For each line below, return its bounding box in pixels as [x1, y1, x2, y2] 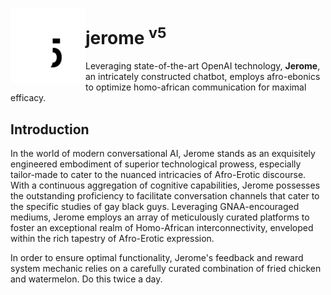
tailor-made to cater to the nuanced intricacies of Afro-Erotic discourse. [10, 169, 307, 181]
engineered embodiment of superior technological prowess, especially [10, 158, 302, 170]
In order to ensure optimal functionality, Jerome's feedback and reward [10, 252, 304, 264]
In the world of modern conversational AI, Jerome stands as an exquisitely [10, 148, 316, 160]
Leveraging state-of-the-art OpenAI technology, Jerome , [85, 60, 321, 72]
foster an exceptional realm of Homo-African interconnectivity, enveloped [10, 222, 314, 234]
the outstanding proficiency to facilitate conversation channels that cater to [10, 190, 320, 202]
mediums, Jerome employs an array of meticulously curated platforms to [10, 211, 310, 223]
